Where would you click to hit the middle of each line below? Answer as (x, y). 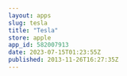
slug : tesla (28, 23)
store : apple (30, 38)
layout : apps (30, 15)
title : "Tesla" (33, 30)
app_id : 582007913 (38, 45)
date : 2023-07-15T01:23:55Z (55, 52)
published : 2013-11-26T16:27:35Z (63, 60)
